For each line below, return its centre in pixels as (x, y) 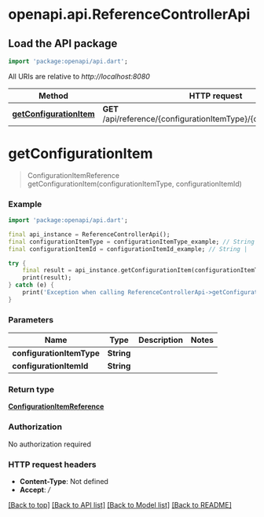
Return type (31, 390)
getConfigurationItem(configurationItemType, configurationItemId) (134, 184)
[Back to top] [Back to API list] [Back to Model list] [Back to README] (120, 505)
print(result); (47, 278)
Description (161, 340)
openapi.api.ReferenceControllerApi (129, 15)
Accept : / (35, 490)
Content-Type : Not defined (64, 482)
